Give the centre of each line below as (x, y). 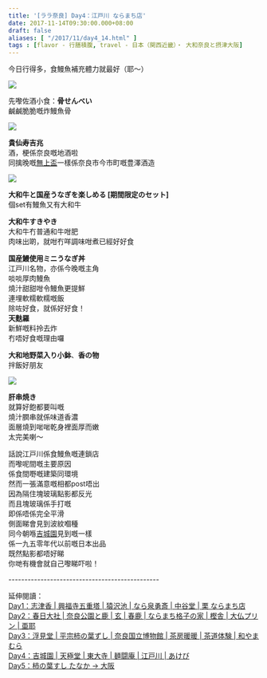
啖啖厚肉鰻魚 (29, 278)
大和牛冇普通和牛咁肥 (43, 231)
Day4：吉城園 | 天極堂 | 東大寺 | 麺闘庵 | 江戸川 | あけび (99, 656)
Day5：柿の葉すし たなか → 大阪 (62, 666)
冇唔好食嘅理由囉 (36, 338)
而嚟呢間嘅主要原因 (40, 464)
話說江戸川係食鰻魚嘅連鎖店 (54, 454)
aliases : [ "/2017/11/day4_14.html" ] (73, 38)
